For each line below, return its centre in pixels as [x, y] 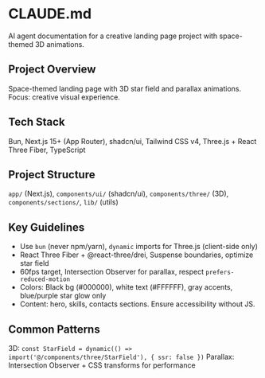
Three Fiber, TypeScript [47, 150]
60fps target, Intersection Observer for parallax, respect [112, 272]
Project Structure [52, 175]
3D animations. [60, 44]
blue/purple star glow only [63, 296]
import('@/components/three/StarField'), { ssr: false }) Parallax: [121, 357]
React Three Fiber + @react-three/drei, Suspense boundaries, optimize [136, 255]
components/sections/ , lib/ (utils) [63, 202]
